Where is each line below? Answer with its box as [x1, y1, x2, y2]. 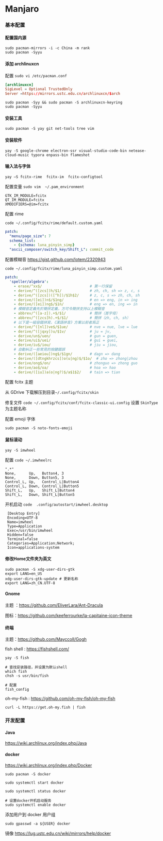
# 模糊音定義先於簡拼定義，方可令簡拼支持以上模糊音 [14, 306, 105, 312]
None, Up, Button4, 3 [5, 471, 64, 476]
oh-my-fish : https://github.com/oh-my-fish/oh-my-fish [5, 696, 115, 701]
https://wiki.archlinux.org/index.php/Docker [5, 762, 92, 768]
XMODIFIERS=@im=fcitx [5, 202, 49, 207]
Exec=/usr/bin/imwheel [7, 528, 53, 533]
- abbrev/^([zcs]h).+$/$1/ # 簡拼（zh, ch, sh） [14, 315, 130, 320]
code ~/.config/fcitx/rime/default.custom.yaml [5, 220, 103, 226]
